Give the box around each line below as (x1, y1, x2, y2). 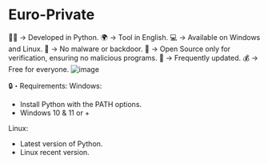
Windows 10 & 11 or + (19, 108, 90, 117)
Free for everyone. (8, 64, 70, 74)
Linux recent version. (19, 147, 90, 157)
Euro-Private (8, 6, 95, 24)
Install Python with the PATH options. (19, 99, 142, 109)
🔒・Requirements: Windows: (8, 81, 102, 90)
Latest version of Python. (19, 138, 103, 149)
